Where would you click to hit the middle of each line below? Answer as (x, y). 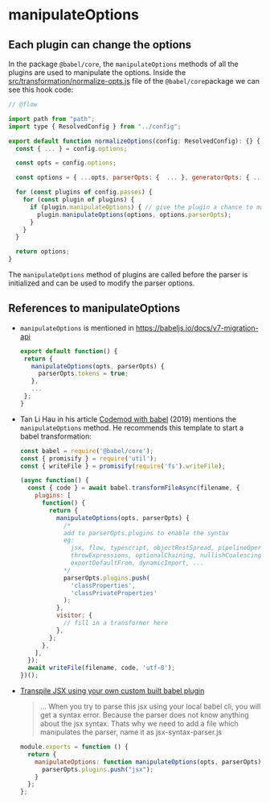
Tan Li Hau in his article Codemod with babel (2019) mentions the (128, 419)
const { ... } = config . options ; (72, 148)
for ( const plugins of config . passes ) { (84, 192)
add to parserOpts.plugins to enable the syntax (146, 533)
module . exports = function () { (74, 747)
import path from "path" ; (51, 119)
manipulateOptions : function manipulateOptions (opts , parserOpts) (148, 762)
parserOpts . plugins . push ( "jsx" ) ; (98, 769)
